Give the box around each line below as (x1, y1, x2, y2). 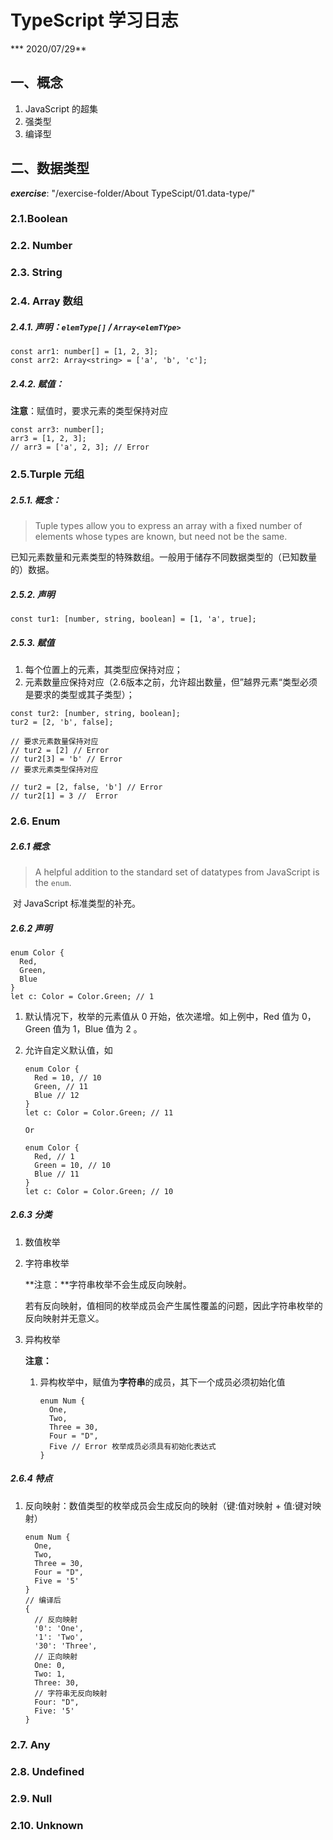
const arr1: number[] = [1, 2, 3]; (10, 347, 159, 357)
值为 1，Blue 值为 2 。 (52, 1022, 143, 1035)
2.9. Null (10, 1791, 53, 1805)
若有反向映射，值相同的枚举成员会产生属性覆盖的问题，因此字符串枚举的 (24, 1299, 323, 1311)
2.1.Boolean (10, 212, 68, 226)
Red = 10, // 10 (34, 1072, 102, 1083)
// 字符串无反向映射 (34, 1688, 108, 1698)
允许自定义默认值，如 (24, 1044, 113, 1056)
